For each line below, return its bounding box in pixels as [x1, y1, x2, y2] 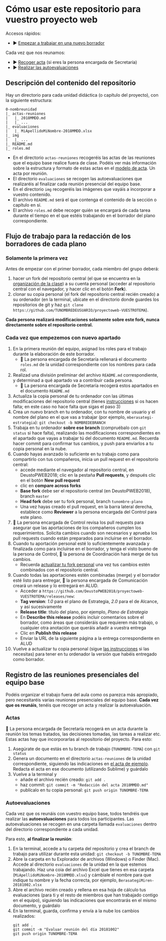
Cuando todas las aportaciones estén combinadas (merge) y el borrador [12, 572, 160, 578]
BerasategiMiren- [118, 878, 155, 883]
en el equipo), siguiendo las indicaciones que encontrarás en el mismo [12, 897, 157, 903]
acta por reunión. [12, 170, 48, 176]
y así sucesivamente [20, 604, 62, 609]
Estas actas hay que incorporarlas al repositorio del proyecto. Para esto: [5, 736, 153, 742]
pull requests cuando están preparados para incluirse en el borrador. [12, 535, 153, 541]
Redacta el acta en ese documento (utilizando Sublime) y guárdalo [12, 766, 148, 772]
